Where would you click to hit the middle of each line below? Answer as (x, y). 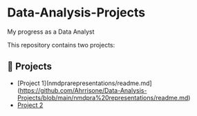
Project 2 (30, 105)
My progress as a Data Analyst (51, 32)
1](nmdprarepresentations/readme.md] (96, 83)
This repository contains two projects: (61, 45)
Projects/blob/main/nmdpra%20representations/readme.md (103, 97)
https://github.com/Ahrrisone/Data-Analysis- (83, 90)
